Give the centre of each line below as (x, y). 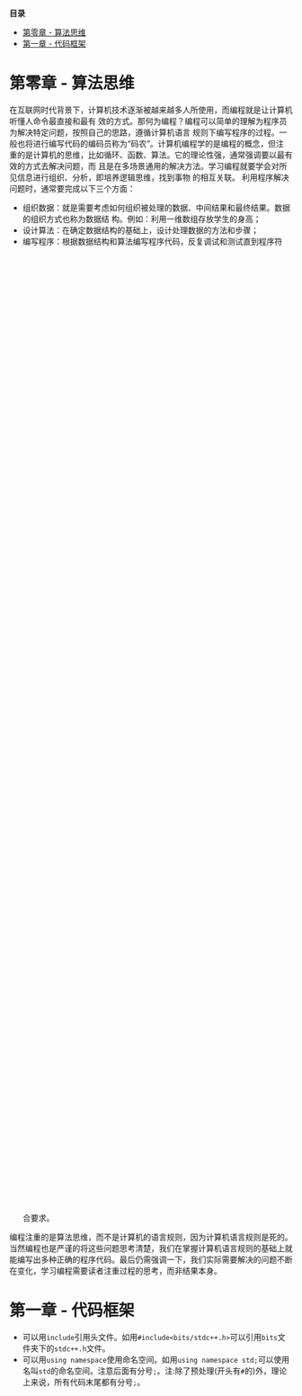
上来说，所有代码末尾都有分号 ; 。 (84, 1382)
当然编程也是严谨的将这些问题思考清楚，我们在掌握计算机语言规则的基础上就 (151, 1248)
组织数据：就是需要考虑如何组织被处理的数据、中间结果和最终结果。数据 (156, 207)
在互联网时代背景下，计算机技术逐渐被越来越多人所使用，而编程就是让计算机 (151, 110)
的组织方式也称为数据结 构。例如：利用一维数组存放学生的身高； (142, 219)
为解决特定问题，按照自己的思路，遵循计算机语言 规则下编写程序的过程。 (144, 132)
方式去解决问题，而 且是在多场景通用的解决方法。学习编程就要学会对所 (156, 166)
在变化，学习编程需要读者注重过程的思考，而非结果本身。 (115, 1270)
